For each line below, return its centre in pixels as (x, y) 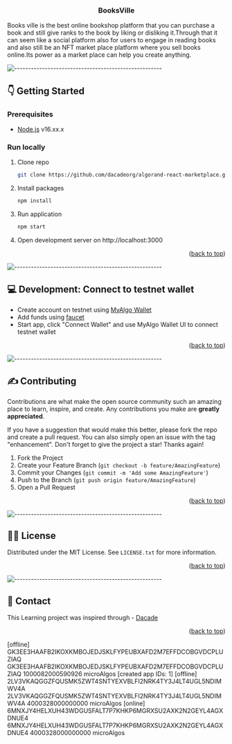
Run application (39, 214)
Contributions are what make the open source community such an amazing (114, 401)
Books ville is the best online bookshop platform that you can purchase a (111, 26)
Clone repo (33, 162)
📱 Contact (29, 601)
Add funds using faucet (51, 317)
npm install (34, 201)
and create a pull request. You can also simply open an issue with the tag (111, 437)
